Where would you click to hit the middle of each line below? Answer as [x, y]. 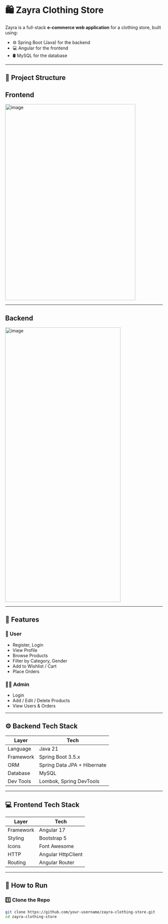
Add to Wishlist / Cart [34, 666]
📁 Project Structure [35, 78]
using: [11, 32]
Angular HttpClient [61, 854]
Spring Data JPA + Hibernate [73, 765]
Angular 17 [52, 830]
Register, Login [28, 645]
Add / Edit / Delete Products [41, 700]
